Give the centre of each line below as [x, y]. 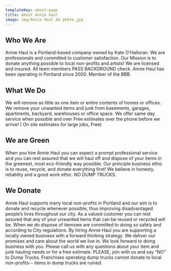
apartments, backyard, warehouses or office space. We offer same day [80, 114]
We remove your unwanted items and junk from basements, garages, [78, 108]
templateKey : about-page [32, 10]
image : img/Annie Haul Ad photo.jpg [44, 19]
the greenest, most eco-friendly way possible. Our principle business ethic [84, 164]
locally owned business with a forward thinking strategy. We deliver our [80, 235]
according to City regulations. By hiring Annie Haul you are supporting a [81, 230]
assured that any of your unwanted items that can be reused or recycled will [85, 219]
